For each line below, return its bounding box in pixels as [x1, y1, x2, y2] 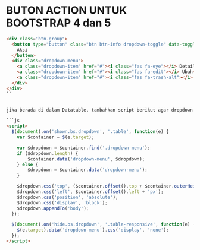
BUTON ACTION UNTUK [6, 4, 127, 17]
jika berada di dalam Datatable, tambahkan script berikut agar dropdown [6, 107, 193, 113]
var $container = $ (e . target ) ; [17, 134, 95, 140]
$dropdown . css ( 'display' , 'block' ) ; [17, 200, 108, 205]
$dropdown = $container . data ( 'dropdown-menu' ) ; [27, 167, 148, 173]
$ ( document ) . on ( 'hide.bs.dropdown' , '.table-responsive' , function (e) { [11, 221, 196, 227]
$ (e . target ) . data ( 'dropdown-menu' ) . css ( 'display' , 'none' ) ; [17, 227, 169, 233]
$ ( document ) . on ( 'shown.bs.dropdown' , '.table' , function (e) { [11, 129, 169, 135]
